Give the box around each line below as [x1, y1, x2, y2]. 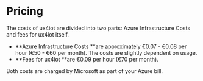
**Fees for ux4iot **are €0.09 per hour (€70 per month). [15, 55, 158, 63]
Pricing [6, 4, 44, 18]
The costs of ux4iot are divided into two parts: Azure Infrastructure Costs [6, 24, 191, 32]
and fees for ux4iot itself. [6, 30, 69, 38]
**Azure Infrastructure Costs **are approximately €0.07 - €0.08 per [15, 43, 187, 50]
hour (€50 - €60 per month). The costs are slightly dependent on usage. [15, 49, 198, 56]
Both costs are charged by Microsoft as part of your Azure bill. [6, 67, 163, 74]
